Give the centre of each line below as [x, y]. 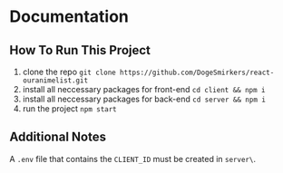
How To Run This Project [80, 50]
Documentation [69, 17]
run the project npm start [70, 109]
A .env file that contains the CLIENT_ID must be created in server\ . [133, 159]
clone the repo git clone [69, 72]
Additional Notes [58, 137]
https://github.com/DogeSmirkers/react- [197, 72]
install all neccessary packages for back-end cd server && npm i [144, 99]
